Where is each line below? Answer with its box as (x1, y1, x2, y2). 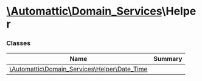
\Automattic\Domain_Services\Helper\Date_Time (9, 65, 148, 74)
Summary (153, 55, 183, 63)
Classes (6, 39, 31, 48)
